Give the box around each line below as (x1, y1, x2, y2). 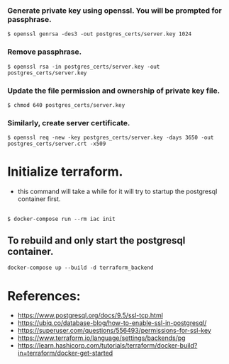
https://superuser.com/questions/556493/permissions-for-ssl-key (17, 326, 211, 335)
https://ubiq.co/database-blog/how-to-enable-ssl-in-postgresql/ (17, 319, 207, 327)
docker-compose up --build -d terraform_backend (7, 264, 154, 271)
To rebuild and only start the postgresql (7, 234, 186, 246)
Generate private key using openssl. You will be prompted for (7, 6, 222, 16)
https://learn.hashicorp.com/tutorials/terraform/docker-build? (17, 341, 198, 350)
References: (7, 288, 81, 304)
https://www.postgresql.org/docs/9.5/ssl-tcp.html (17, 311, 163, 320)
